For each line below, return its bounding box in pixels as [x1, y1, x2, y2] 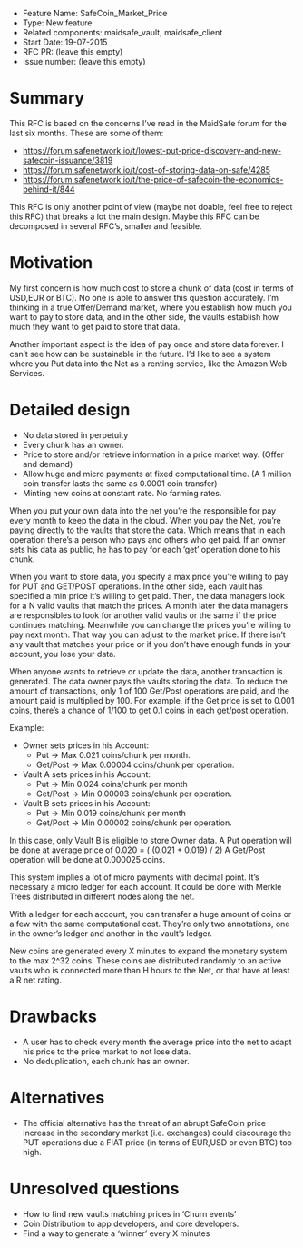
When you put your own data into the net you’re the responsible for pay [9, 504, 277, 516]
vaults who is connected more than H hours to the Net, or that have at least [9, 964, 290, 975]
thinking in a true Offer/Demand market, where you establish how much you [9, 302, 293, 313]
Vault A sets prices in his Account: [22, 768, 151, 780]
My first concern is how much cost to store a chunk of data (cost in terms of [9, 282, 295, 294]
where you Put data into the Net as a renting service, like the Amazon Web [9, 358, 288, 369]
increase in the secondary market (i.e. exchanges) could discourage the [22, 1127, 292, 1138]
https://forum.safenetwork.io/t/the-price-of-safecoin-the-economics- [22, 174, 284, 185]
